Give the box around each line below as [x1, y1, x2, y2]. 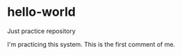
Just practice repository [7, 27, 76, 35]
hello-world [7, 4, 76, 20]
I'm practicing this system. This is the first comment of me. [7, 40, 176, 48]
